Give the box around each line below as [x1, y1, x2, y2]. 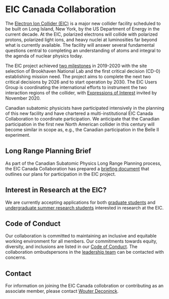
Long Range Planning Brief [5, 146, 92, 156]
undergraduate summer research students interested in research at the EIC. [5, 204, 164, 211]
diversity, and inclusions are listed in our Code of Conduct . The [5, 244, 137, 250]
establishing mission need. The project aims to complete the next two [5, 73, 151, 79]
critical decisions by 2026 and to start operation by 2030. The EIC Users [5, 79, 157, 85]
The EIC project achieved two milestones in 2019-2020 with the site [5, 63, 148, 69]
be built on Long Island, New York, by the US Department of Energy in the [5, 25, 160, 32]
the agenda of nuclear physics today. [5, 52, 83, 59]
